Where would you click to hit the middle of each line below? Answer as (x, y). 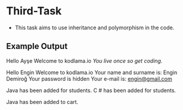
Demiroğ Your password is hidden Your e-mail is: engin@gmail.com (89, 78)
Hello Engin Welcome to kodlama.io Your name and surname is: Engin (92, 72)
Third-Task (34, 11)
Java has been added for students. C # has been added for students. (91, 90)
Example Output (37, 46)
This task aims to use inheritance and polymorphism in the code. (94, 27)
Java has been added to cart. (42, 102)
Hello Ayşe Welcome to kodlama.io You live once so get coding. (84, 60)
